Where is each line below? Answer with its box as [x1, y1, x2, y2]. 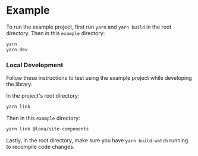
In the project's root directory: [6, 92, 80, 99]
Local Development [6, 61, 64, 69]
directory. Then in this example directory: [6, 29, 105, 36]
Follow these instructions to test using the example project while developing [6, 74, 192, 81]
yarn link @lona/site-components [6, 126, 89, 132]
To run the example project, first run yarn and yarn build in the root [6, 23, 172, 30]
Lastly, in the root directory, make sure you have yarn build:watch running [6, 136, 188, 143]
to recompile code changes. [6, 143, 75, 150]
